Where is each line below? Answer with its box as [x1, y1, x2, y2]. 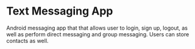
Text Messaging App [6, 4, 113, 18]
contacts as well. [6, 37, 49, 44]
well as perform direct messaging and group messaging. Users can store [6, 30, 190, 38]
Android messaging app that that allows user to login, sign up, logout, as [6, 24, 188, 31]
